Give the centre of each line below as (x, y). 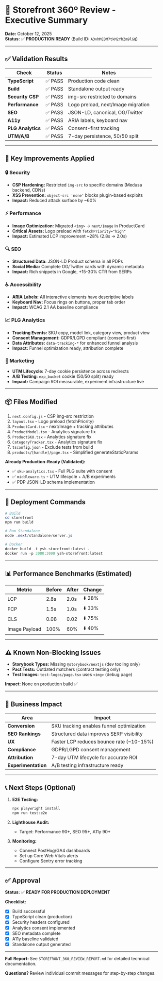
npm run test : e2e (30, 813)
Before (54, 590)
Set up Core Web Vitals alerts (49, 855)
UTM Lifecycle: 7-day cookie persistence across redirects (70, 371)
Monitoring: (24, 841)
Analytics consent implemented (44, 928)
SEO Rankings (24, 734)
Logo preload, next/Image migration (109, 104)
